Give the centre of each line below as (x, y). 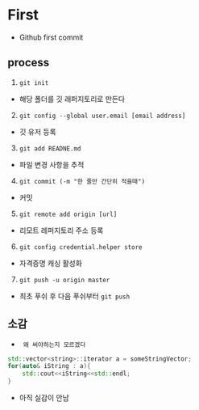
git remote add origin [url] (68, 214)
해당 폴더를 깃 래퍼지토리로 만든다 (72, 99)
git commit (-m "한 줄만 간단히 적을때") (82, 181)
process (29, 63)
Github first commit (51, 37)
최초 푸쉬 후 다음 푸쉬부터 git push (75, 296)
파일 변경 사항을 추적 (52, 164)
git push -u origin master (64, 280)
